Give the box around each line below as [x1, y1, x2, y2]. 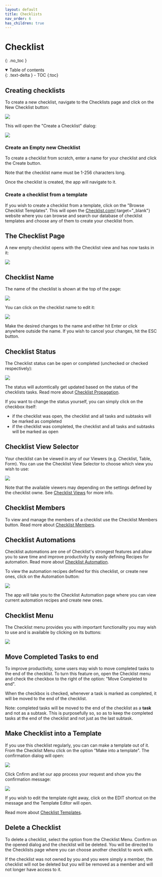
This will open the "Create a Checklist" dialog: [5, 123, 97, 129]
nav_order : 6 [5, 16, 31, 21]
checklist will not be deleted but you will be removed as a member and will [5, 861, 153, 867]
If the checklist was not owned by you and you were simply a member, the [5, 856, 153, 862]
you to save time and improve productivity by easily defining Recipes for [5, 554, 149, 560]
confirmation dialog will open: [5, 753, 64, 758]
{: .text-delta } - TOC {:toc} [5, 72, 59, 78]
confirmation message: [5, 776, 51, 782]
